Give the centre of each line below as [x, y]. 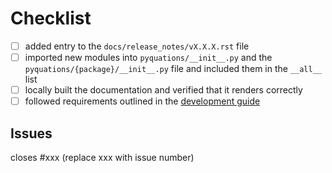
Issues [31, 133]
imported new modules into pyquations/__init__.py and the [148, 57]
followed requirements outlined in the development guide [142, 101]
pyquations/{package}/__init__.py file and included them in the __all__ [173, 69]
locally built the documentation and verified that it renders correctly [163, 90]
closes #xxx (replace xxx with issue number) [102, 157]
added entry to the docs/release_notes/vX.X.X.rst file [137, 46]
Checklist [51, 18]
